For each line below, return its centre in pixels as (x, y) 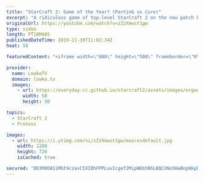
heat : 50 (17, 46)
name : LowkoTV (29, 73)
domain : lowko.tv (34, 79)
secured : (17, 168)
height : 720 (32, 152)
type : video (21, 29)
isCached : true (36, 158)
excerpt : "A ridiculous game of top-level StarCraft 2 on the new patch (100, 18)
